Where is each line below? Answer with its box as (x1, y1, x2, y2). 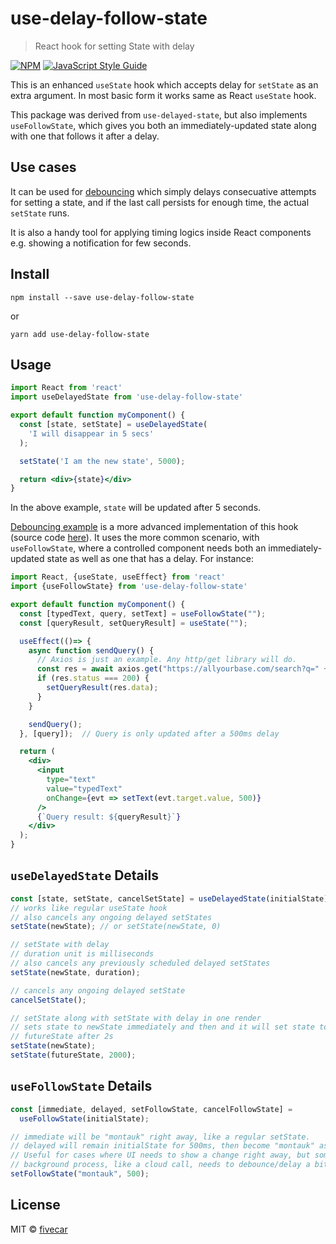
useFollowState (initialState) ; (19, 1113, 150, 1124)
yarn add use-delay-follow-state (10, 329, 150, 339)
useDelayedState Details (10, 867, 159, 884)
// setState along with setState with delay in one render (10, 1013, 262, 1023)
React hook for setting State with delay (34, 40, 195, 52)
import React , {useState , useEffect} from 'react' (10, 572, 226, 582)
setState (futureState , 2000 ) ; (10, 1050, 137, 1061)
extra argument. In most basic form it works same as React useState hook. (10, 89, 317, 101)
